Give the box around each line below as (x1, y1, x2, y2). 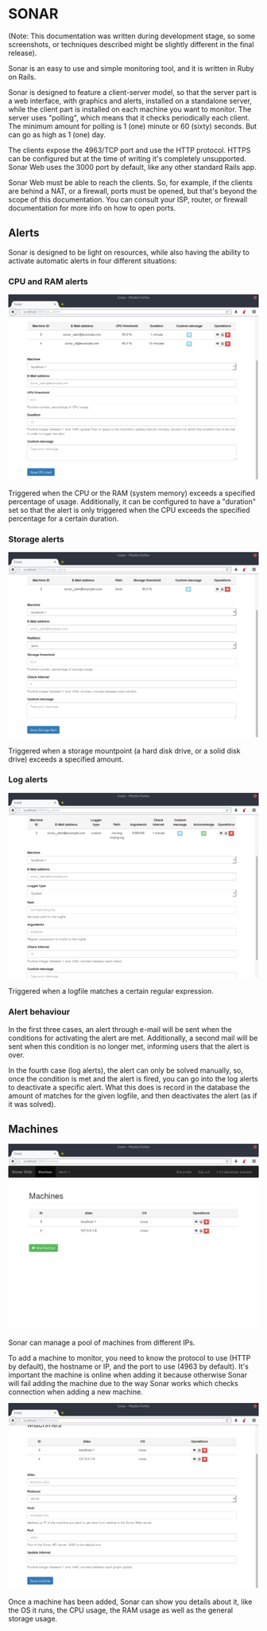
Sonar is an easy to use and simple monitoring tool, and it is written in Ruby (8, 63, 254, 73)
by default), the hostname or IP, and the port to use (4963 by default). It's (8, 1361, 249, 1372)
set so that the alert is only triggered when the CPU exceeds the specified (8, 505, 250, 514)
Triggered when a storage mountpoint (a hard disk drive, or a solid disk (8, 746, 241, 755)
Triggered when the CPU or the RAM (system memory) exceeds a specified (8, 488, 256, 498)
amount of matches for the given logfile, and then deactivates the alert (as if (8, 1090, 257, 1101)
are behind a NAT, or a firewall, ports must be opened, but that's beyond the (8, 186, 257, 195)
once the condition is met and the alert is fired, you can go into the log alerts (8, 1074, 258, 1083)
